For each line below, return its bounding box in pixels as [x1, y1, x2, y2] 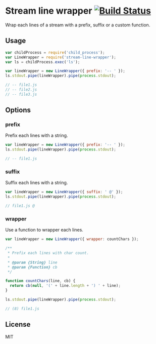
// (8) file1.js [5, 306, 39, 311]
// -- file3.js [5, 92, 37, 97]
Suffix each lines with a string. [5, 180, 68, 186]
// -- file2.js [5, 87, 37, 92]
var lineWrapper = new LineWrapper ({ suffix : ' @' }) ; [5, 189, 123, 195]
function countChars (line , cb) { [5, 279, 76, 284]
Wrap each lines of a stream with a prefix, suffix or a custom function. [5, 22, 150, 28]
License [5, 320, 31, 329]
